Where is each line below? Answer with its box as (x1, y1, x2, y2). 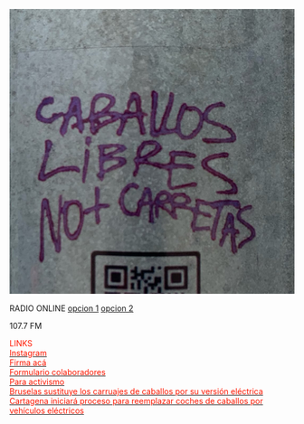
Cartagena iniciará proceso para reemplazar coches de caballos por (9, 396, 264, 406)
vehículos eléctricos (9, 405, 84, 416)
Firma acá (9, 357, 47, 368)
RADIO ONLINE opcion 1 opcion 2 (9, 303, 134, 314)
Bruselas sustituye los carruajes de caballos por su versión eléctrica (9, 386, 264, 397)
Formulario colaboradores (9, 367, 106, 377)
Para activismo (9, 376, 65, 387)
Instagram (9, 348, 47, 358)
